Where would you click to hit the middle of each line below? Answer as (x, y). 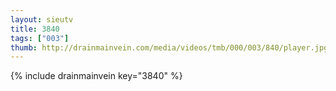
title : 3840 (35, 29)
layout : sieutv (42, 19)
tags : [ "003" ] (40, 38)
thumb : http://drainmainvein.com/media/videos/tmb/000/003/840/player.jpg (169, 47)
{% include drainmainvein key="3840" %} (96, 76)
